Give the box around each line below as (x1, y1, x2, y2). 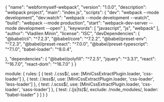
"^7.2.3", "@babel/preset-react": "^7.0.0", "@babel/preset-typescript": (5, 41, 149, 47)
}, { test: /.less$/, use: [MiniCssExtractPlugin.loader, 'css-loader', (22, 76, 155, 82)
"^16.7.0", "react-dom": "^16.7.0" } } (5, 61, 77, 67)
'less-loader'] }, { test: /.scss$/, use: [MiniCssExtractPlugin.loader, (5, 81, 141, 87)
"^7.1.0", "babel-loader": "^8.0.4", (5, 47, 73, 52)
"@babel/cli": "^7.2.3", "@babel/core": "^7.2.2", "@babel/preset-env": (5, 36, 148, 42)
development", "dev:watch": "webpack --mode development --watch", (5, 15, 150, 20)
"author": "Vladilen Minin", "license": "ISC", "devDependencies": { (5, 31, 140, 36)
